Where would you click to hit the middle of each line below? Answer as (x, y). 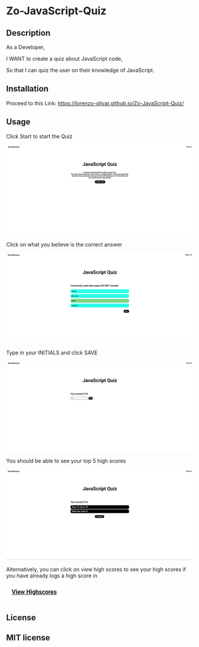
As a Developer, (26, 47)
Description (28, 33)
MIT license (28, 638)
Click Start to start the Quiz (39, 136)
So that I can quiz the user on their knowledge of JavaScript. (80, 70)
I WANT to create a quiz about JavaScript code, (64, 59)
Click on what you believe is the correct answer (64, 244)
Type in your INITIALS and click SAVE (52, 353)
